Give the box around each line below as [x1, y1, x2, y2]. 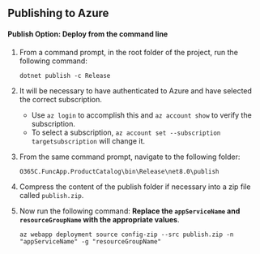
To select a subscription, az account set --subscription [31, 127, 221, 137]
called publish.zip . [19, 190, 84, 200]
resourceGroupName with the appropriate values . [19, 214, 180, 224]
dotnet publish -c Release [19, 71, 111, 80]
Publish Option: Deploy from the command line [7, 28, 168, 39]
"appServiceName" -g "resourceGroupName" [19, 237, 161, 246]
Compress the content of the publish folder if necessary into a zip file [19, 182, 251, 192]
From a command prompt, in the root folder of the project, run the [19, 47, 238, 57]
